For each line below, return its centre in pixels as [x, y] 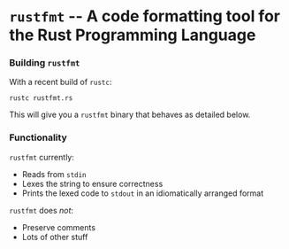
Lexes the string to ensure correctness [92, 183]
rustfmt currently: [42, 157]
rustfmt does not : [41, 210]
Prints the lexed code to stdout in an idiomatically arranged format [143, 193]
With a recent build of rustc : [61, 82]
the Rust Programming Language [133, 35]
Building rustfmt [45, 63]
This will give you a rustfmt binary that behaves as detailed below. [130, 115]
